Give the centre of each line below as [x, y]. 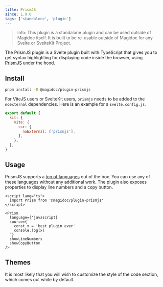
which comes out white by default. [40, 279]
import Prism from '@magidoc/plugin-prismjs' [57, 200]
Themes [18, 263]
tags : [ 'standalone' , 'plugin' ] [38, 19]
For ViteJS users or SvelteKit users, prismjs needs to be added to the [75, 99]
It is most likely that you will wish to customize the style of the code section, [81, 274]
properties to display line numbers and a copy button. [59, 187]
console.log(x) [29, 230]
